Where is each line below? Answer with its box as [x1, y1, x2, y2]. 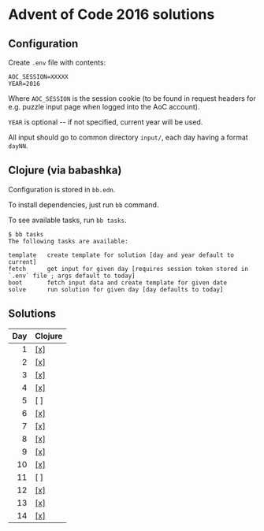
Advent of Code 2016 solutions [8, 6, 215, 24]
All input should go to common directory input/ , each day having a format [8, 132, 248, 142]
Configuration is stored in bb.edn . [8, 184, 116, 194]
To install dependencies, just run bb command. [8, 199, 159, 210]
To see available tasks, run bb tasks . [8, 215, 127, 225]
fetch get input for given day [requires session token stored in [8, 265, 248, 273]
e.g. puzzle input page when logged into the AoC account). [8, 102, 200, 111]
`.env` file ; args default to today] [8, 272, 136, 280]
